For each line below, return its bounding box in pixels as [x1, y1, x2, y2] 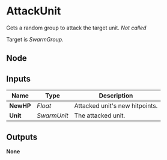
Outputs [6, 132, 38, 142]
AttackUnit [6, 4, 61, 18]
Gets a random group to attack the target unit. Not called [6, 24, 147, 31]
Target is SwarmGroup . [6, 35, 64, 43]
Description [99, 91, 133, 100]
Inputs [6, 73, 31, 84]
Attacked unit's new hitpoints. [74, 102, 158, 110]
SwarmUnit [37, 111, 69, 120]
